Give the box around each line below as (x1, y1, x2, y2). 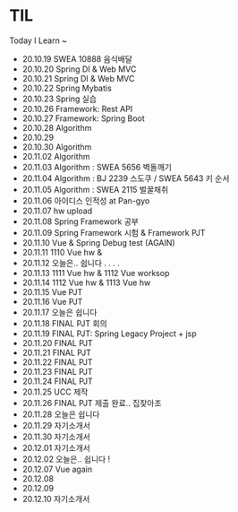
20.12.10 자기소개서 (21, 493, 90, 504)
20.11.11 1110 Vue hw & (21, 247, 103, 257)
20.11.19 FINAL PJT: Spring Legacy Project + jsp (21, 328, 197, 339)
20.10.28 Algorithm (21, 122, 92, 133)
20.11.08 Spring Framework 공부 (21, 216, 139, 227)
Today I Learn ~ (9, 35, 68, 46)
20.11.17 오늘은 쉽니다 (21, 307, 98, 317)
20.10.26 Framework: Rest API (21, 103, 133, 114)
